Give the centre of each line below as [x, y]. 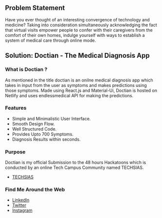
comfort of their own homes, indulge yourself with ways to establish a [75, 35]
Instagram [22, 210]
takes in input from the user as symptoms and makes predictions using [76, 85]
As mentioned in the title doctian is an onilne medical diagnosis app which [79, 80]
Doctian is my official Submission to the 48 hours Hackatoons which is [76, 163]
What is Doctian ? [26, 69]
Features [16, 108]
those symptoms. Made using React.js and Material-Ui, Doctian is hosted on [81, 90]
